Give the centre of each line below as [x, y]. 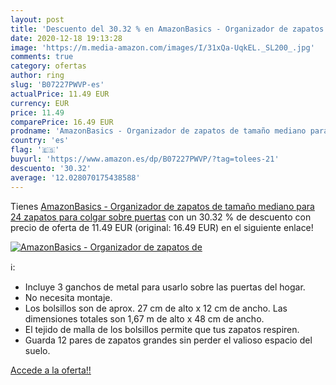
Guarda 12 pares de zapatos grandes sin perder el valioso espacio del [168, 340]
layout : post [37, 19]
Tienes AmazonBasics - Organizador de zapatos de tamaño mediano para [162, 206]
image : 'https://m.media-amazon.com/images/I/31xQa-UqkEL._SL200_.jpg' [162, 47]
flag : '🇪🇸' [35, 150]
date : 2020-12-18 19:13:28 [66, 38]
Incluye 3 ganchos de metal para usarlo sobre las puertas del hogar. [165, 287]
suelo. [37, 350]
